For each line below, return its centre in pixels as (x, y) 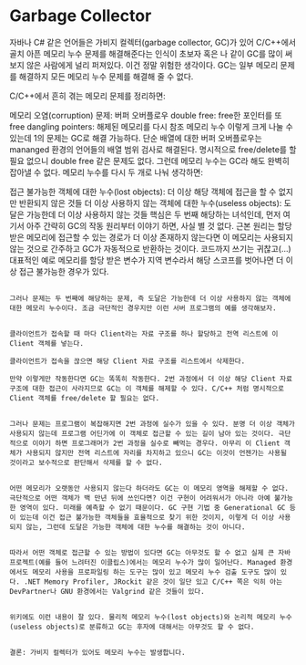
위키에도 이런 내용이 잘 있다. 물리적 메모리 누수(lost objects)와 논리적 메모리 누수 (151, 617)
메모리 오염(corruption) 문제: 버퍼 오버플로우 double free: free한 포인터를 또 (146, 115)
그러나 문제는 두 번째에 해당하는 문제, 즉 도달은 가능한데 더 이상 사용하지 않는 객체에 (150, 298)
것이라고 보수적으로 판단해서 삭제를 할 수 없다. (86, 462)
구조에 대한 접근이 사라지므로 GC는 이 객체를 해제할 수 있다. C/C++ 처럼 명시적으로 (147, 389)
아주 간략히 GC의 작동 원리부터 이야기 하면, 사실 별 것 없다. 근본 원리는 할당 (159, 225)
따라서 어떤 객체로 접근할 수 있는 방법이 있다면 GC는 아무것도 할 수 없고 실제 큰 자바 (150, 553)
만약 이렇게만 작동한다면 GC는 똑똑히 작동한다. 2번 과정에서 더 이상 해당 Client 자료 (151, 379)
